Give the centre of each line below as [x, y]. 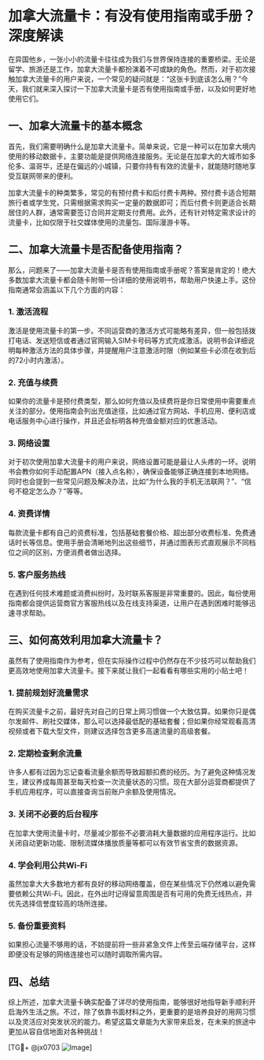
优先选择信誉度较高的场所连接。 [60, 904]
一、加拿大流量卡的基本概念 [75, 126]
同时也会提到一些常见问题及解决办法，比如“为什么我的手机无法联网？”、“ [126, 482]
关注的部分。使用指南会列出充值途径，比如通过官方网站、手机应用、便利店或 [132, 411]
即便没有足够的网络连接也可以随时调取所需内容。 [87, 954]
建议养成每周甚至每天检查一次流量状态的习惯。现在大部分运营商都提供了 [139, 782]
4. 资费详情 [29, 514]
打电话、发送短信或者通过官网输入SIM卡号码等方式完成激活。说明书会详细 [128, 340]
